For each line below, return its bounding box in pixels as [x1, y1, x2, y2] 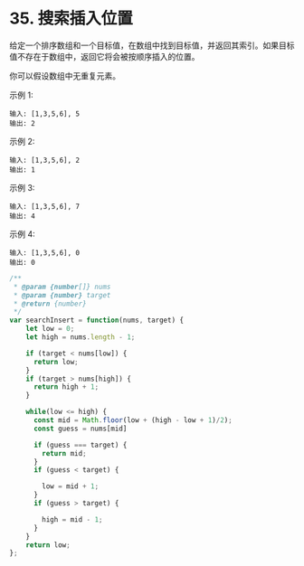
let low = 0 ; [25, 325, 75, 334]
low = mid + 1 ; [42, 482, 100, 491]
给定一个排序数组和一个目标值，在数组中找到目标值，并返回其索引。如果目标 [9, 40, 295, 51]
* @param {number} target [13, 290, 111, 299]
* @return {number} [13, 299, 88, 308]
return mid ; [42, 448, 88, 458]
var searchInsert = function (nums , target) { [9, 316, 184, 325]
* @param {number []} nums [13, 282, 111, 291]
